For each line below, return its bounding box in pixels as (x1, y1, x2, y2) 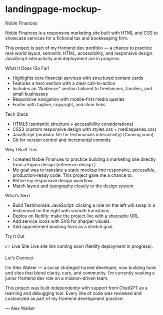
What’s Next (5, 192, 30, 198)
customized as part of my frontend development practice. (5, 295, 124, 301)
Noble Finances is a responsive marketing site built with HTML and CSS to (5, 30, 158, 36)
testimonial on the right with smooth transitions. (12, 207, 111, 213)
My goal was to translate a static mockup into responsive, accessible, (12, 167, 156, 173)
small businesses (12, 91, 48, 97)
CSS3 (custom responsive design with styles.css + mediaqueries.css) (12, 126, 156, 132)
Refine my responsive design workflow (12, 177, 93, 183)
